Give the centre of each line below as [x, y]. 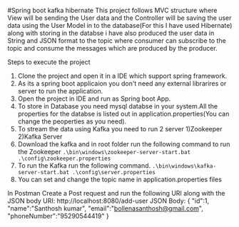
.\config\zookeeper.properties [64, 158]
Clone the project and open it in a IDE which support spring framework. [122, 76]
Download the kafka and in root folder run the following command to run [124, 144]
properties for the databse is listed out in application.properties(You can [123, 114]
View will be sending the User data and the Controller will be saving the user [119, 18]
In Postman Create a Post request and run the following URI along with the [116, 193]
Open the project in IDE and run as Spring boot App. [94, 99]
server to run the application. [60, 91]
